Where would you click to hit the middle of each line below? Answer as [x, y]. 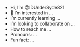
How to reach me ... [31, 29]
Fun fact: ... [22, 40]
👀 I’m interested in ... [32, 13]
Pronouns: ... [23, 34]
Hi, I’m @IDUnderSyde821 [37, 7]
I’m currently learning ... [35, 18]
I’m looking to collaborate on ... [43, 24]
